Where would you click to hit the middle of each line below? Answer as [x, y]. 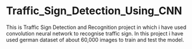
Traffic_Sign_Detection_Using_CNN [94, 11]
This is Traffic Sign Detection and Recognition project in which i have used [96, 27]
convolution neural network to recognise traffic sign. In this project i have [95, 33]
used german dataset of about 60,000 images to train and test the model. [95, 40]
